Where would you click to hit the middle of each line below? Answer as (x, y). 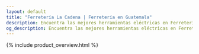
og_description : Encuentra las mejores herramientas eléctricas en (91, 28)
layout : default (26, 12)
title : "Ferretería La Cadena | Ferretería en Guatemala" (79, 17)
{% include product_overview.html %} (52, 45)
